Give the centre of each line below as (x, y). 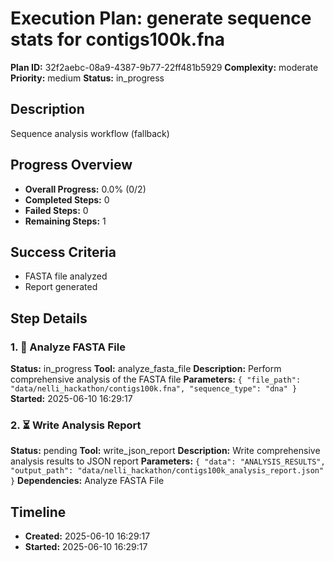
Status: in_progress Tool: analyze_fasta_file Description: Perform (146, 369)
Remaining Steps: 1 (65, 221)
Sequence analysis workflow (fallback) (90, 133)
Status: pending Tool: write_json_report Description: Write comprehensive (165, 451)
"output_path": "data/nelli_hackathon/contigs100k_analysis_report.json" (167, 471)
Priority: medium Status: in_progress (87, 78)
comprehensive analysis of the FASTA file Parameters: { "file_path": (156, 379)
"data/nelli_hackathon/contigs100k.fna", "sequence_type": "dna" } (154, 389)
